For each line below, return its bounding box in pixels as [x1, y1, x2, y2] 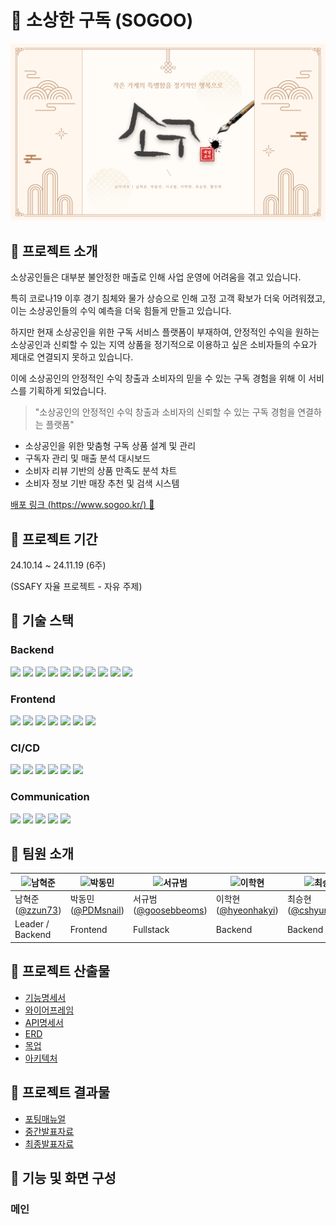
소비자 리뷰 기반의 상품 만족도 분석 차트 [24, 465, 178, 477]
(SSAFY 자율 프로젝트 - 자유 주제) [10, 581, 143, 593]
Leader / [14, 918, 50, 930]
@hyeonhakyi [219, 904, 276, 916]
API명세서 [24, 1016, 64, 1028]
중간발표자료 [24, 1125, 75, 1137]
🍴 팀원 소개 [10, 846, 75, 863]
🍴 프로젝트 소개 [10, 242, 98, 260]
